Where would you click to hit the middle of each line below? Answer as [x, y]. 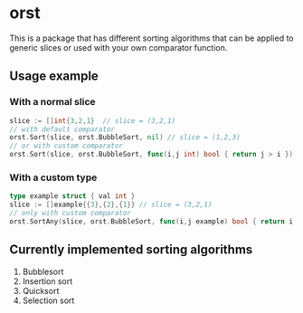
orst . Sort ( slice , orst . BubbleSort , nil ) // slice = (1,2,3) [125, 138]
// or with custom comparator [66, 146]
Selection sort [48, 300]
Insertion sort [47, 281]
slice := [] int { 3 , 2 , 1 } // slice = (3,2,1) [93, 120]
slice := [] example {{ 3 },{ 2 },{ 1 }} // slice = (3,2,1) [111, 205]
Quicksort [41, 290]
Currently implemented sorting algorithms [131, 250]
